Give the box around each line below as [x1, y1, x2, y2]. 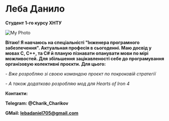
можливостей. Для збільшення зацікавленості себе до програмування [5, 55, 164, 61]
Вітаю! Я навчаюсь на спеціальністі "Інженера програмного [5, 39, 140, 46]
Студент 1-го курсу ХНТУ [5, 20, 62, 26]
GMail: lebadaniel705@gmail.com [5, 110, 79, 116]
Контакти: [5, 90, 28, 96]
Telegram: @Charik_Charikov [5, 100, 69, 106]
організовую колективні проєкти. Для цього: [5, 61, 106, 67]
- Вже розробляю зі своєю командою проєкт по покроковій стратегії [5, 70, 156, 76]
